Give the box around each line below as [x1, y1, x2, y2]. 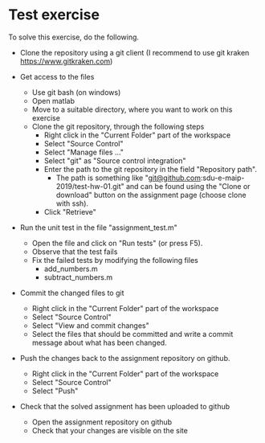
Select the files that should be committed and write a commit [31, 329, 234, 338]
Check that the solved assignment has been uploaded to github [19, 401, 230, 411]
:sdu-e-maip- [200, 173, 245, 183]
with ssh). [55, 199, 89, 208]
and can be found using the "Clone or [125, 181, 251, 191]
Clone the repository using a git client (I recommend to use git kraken [19, 47, 250, 57]
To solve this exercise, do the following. [8, 32, 139, 42]
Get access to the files [19, 72, 95, 81]
